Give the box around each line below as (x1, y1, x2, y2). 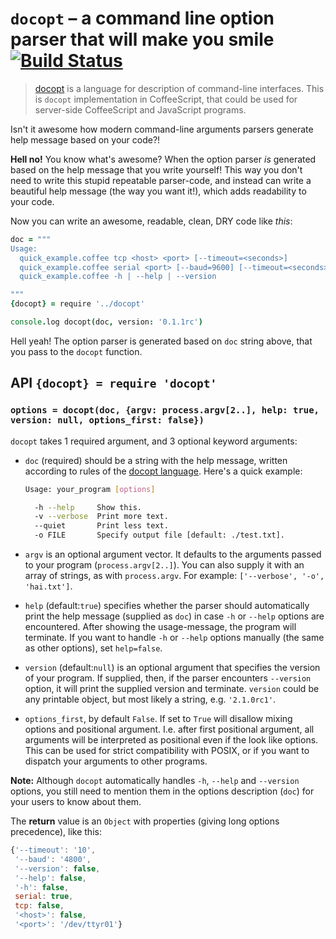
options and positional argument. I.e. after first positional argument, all (24, 723, 315, 735)
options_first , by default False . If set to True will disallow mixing (24, 713, 293, 724)
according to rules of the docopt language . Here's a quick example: (24, 465, 303, 477)
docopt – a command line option (10, 7, 275, 30)
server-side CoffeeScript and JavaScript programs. (34, 103, 247, 116)
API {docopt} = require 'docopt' (10, 375, 218, 392)
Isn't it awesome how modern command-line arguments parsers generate (10, 123, 314, 135)
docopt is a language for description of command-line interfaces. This (34, 82, 325, 94)
